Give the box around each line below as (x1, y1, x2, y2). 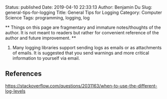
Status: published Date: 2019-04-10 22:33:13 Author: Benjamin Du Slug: (5, 4, 153, 10)
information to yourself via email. (12, 55, 80, 61)
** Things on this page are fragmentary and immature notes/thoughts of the (5, 24, 161, 30)
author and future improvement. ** (5, 35, 76, 41)
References (5, 70, 42, 78)
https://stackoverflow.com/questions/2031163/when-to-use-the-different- (5, 83, 158, 89)
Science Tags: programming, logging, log (5, 15, 90, 20)
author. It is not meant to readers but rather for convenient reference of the (5, 30, 159, 35)
